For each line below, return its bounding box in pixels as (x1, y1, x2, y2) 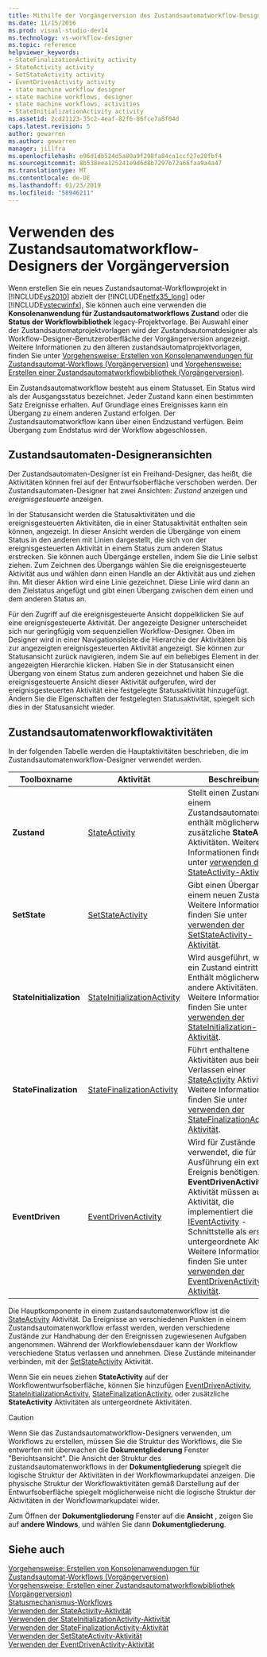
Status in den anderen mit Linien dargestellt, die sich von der (8, 535, 207, 545)
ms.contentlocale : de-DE (8, 174, 91, 183)
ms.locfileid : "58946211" (8, 188, 94, 197)
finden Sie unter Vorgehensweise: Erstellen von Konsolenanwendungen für (8, 350, 253, 360)
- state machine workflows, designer (8, 93, 133, 101)
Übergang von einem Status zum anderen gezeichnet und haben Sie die (8, 669, 244, 678)
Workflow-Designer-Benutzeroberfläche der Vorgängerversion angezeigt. (8, 334, 250, 343)
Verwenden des (8, 223, 115, 241)
